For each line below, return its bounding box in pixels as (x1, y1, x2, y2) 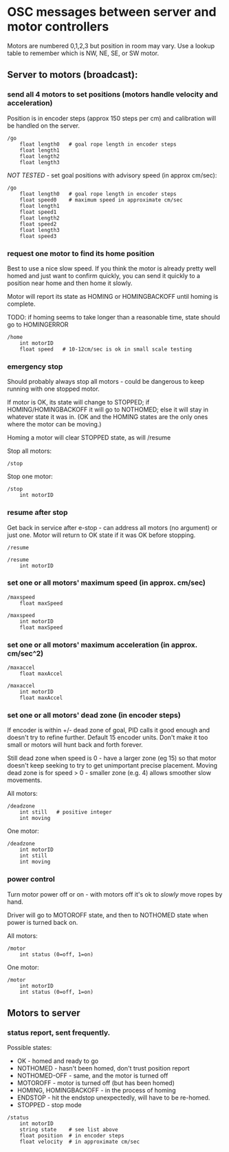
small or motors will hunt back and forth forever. (7, 741, 143, 749)
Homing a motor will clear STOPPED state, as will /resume (7, 433, 171, 442)
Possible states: (7, 1044, 52, 1052)
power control (7, 875, 55, 884)
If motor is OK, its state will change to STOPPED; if (7, 398, 150, 407)
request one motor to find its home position (7, 248, 155, 258)
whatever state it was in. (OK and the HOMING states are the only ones (7, 413, 208, 421)
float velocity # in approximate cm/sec (19, 1138, 140, 1146)
